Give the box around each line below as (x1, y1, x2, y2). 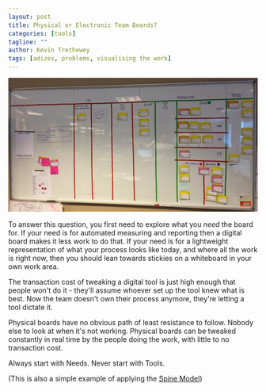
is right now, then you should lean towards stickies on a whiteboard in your (8, 253, 252, 263)
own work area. (8, 262, 59, 271)
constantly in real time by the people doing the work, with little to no (8, 334, 230, 344)
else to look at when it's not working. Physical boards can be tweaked (8, 326, 236, 335)
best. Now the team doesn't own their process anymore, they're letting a (8, 293, 245, 303)
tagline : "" (8, 38, 47, 46)
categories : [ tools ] (8, 29, 77, 37)
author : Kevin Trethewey (8, 46, 90, 55)
